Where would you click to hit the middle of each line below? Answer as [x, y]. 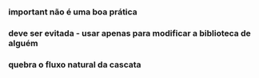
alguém [23, 43]
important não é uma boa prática [73, 12]
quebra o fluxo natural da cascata [75, 64]
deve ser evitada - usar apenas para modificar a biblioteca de [129, 33]
